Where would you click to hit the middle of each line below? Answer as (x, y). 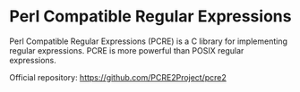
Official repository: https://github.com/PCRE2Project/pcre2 (118, 77)
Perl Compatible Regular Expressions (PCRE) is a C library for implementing (149, 41)
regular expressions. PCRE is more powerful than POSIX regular (127, 50)
